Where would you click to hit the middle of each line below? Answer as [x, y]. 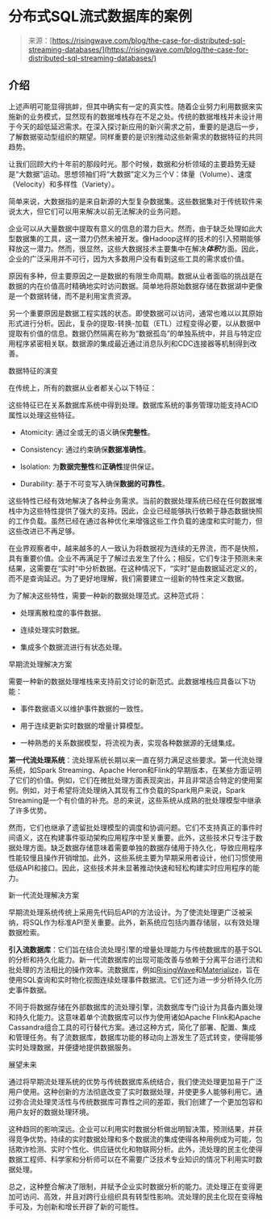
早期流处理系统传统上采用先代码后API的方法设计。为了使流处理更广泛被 [127, 912]
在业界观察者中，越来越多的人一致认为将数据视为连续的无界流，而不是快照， [135, 548]
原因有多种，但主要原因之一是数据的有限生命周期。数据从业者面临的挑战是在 [135, 276]
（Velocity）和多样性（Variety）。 [64, 184]
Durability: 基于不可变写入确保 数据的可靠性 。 [94, 483]
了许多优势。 [29, 810]
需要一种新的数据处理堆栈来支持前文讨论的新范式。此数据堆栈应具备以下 [128, 681]
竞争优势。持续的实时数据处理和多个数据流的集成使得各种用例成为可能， [135, 1139]
